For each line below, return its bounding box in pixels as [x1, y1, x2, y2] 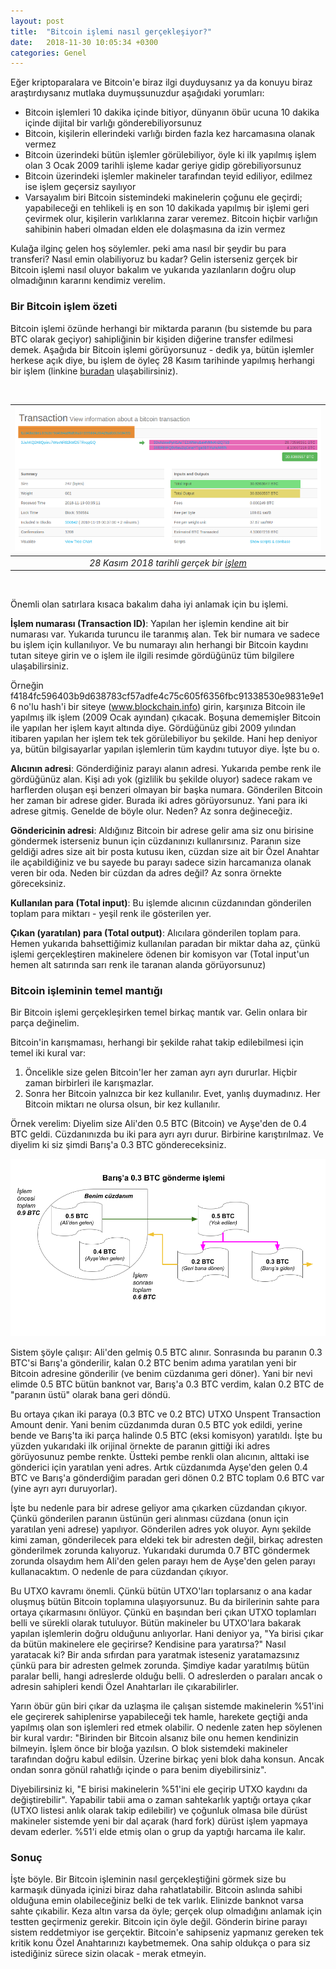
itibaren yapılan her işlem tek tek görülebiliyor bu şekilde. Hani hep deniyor [10, 733, 318, 745]
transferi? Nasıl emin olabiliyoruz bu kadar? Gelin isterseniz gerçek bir [10, 253, 298, 265]
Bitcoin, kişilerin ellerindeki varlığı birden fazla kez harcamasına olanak [24, 128, 316, 140]
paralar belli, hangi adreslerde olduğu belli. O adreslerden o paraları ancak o [10, 1670, 323, 1682]
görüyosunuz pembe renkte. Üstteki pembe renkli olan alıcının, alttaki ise [10, 1450, 310, 1462]
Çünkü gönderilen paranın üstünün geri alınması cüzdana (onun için [10, 1512, 289, 1524]
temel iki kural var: [10, 1047, 87, 1059]
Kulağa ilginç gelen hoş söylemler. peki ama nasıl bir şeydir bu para [10, 243, 287, 255]
